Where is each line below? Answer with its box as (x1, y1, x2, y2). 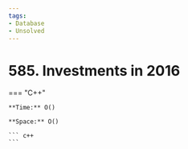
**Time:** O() (8, 104, 56, 112)
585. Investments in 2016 (8, 61, 181, 80)
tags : (8, 11, 27, 20)
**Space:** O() (8, 118, 59, 126)
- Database (8, 19, 45, 27)
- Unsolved (8, 27, 45, 35)
